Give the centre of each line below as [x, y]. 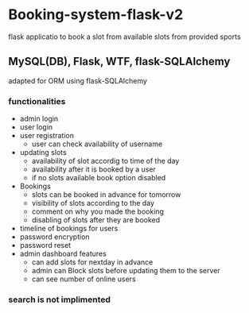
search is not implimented [60, 299]
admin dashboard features [63, 254]
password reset [45, 245]
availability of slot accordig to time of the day [105, 161]
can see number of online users [84, 279]
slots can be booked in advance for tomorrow [106, 195]
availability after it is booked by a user [94, 169]
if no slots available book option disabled [99, 178]
